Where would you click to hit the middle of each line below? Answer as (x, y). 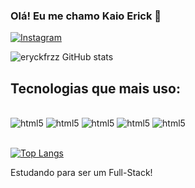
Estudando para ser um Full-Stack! (81, 173)
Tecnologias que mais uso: (95, 88)
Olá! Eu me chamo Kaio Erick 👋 (86, 16)
